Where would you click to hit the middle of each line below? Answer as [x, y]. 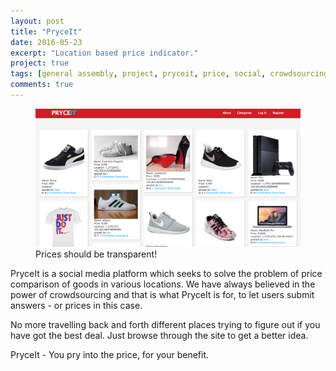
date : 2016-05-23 [46, 42]
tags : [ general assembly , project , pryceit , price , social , [138, 74]
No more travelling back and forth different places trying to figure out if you [165, 325]
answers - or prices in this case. [76, 306]
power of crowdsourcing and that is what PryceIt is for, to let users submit [162, 295]
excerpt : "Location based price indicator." [104, 53]
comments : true [42, 85]
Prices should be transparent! [96, 254]
